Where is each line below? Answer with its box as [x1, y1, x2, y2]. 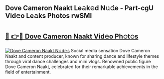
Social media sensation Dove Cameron [70, 48, 151, 53]
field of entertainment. [5, 69, 51, 75]
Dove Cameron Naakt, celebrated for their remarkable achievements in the [5, 64, 158, 70]
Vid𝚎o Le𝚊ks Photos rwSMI [5, 12, 92, 20]
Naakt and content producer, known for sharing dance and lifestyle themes [5, 53, 160, 59]
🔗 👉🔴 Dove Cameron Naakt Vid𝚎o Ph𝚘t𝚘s [5, 32, 139, 40]
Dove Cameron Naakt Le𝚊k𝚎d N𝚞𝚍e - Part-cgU [5, 4, 154, 12]
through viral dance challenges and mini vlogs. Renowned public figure [5, 59, 151, 64]
